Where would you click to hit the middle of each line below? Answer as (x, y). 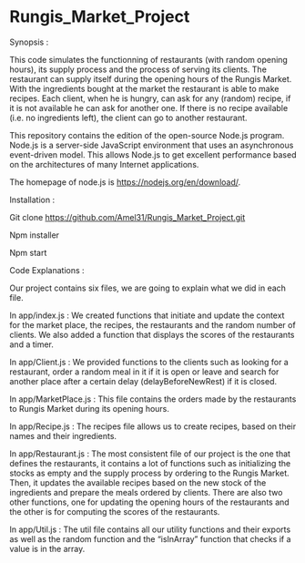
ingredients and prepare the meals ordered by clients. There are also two (146, 492)
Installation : (32, 200)
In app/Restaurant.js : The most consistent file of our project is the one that (150, 454)
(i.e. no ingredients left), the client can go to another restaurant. (128, 118)
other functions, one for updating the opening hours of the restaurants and (149, 502)
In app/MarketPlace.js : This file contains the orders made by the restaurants (153, 399)
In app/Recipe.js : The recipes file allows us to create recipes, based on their (153, 426)
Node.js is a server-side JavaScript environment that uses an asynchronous (152, 145)
